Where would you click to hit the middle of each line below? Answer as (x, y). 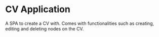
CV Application (38, 9)
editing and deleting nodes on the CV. (45, 28)
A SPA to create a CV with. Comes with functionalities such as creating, (80, 23)
